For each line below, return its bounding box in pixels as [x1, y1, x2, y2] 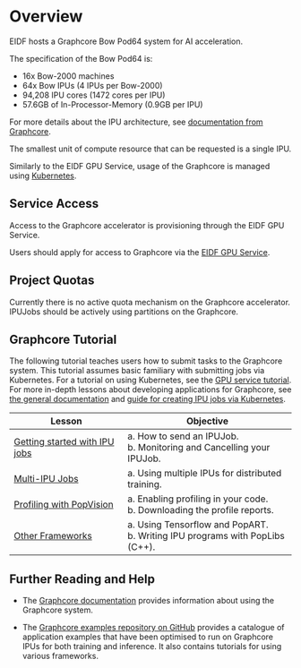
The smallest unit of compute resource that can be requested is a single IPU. [9, 143, 292, 154]
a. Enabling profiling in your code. [127, 492, 269, 505]
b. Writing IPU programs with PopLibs [127, 530, 285, 543]
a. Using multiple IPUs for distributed [127, 467, 282, 480]
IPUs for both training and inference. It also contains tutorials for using [21, 641, 282, 652]
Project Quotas [9, 273, 95, 288]
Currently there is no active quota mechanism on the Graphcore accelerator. [9, 296, 291, 307]
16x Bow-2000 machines [21, 70, 115, 81]
